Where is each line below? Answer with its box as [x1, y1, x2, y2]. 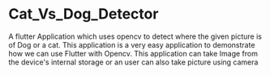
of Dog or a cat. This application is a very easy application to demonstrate [8, 40, 255, 49]
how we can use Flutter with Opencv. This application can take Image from [8, 48, 258, 58]
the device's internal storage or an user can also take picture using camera [8, 57, 259, 67]
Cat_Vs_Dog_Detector [8, 5, 159, 23]
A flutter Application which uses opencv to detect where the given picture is [8, 31, 262, 41]
